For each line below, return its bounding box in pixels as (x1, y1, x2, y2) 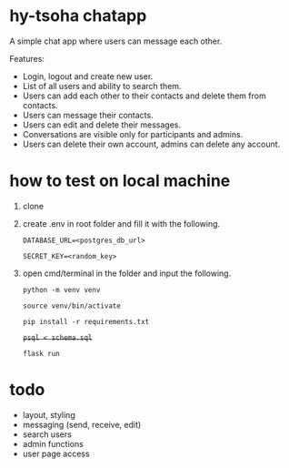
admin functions (22, 438, 84, 449)
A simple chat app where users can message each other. (9, 36, 223, 46)
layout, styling (22, 409, 75, 420)
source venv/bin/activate (22, 301, 121, 310)
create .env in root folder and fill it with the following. (22, 218, 221, 229)
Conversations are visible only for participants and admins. (22, 128, 244, 139)
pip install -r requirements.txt (22, 317, 150, 326)
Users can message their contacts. (22, 109, 154, 120)
